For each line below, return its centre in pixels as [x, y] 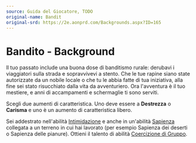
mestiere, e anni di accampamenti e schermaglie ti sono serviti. [82, 93]
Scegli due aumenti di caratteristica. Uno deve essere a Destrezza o [89, 104]
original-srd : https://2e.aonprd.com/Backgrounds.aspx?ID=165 [84, 22]
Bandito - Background [60, 51]
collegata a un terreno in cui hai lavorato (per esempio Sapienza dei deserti [97, 128]
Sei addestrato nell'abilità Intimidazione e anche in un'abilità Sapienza [90, 121]
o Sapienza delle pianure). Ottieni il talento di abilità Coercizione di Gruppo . [97, 134]
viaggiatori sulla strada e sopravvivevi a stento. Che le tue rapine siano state [98, 74]
